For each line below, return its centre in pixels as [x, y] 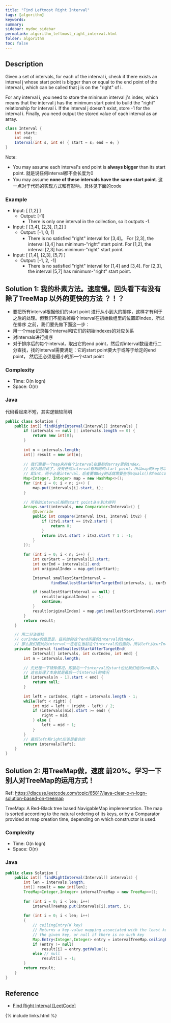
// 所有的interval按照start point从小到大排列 [69, 502]
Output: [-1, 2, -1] [38, 260]
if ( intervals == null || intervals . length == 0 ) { [80, 431]
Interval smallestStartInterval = [69, 578]
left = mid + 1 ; [59, 725]
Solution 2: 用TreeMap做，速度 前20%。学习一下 [83, 771]
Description [24, 64]
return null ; [46, 682]
